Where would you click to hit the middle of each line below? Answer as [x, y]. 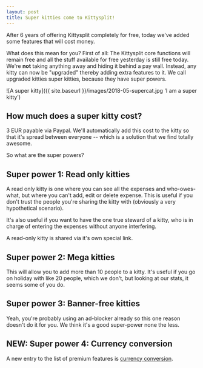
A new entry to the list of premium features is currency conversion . [90, 358]
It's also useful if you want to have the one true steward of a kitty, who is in [100, 220]
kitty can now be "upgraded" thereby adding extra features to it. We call [96, 72]
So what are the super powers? [45, 155]
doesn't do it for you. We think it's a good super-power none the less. [93, 324]
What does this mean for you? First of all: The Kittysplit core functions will [98, 53]
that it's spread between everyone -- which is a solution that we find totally [100, 137]
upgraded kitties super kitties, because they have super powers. [86, 79]
